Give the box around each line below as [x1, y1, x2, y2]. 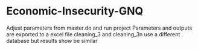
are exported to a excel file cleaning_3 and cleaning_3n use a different [6, 30, 180, 38]
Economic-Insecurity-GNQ [6, 4, 144, 18]
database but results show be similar [6, 37, 98, 44]
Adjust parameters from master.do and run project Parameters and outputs [6, 24, 193, 31]
